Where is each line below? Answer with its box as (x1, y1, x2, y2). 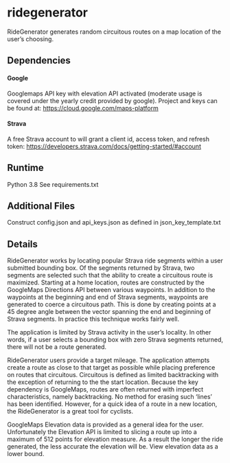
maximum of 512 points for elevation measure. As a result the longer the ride (7, 435, 223, 444)
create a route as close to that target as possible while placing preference (7, 363, 216, 372)
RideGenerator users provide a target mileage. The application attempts (7, 356, 210, 365)
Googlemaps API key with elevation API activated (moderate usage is (7, 89, 203, 98)
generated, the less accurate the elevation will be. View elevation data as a (7, 442, 218, 451)
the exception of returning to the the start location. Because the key (7, 378, 199, 386)
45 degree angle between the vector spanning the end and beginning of (7, 308, 211, 316)
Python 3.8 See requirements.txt (7, 180, 99, 188)
